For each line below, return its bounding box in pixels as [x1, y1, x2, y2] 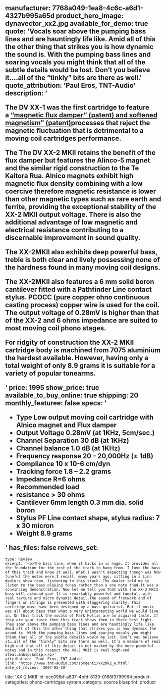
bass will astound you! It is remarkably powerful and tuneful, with [5, 591, 152, 596]
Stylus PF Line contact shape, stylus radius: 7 [16, 514, 160, 522]
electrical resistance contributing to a [5, 226, 124, 234]
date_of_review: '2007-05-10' [5, 665, 68, 670]
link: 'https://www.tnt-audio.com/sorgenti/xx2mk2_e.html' [5, 661, 130, 666]
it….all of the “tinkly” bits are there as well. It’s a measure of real [5, 639, 161, 644]
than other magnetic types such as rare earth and [5, 195, 162, 204]
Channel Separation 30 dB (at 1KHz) [16, 436, 129, 445]
